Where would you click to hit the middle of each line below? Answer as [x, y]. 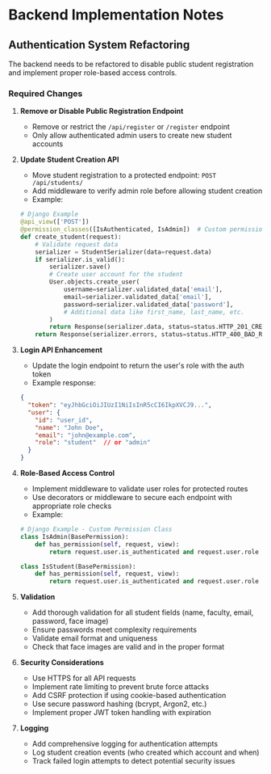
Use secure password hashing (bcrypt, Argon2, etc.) [119, 704]
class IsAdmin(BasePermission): [74, 536]
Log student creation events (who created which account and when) [146, 752]
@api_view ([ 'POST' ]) [54, 222]
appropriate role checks [72, 506]
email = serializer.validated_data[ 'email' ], [138, 297]
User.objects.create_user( [95, 282]
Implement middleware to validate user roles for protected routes [140, 489]
